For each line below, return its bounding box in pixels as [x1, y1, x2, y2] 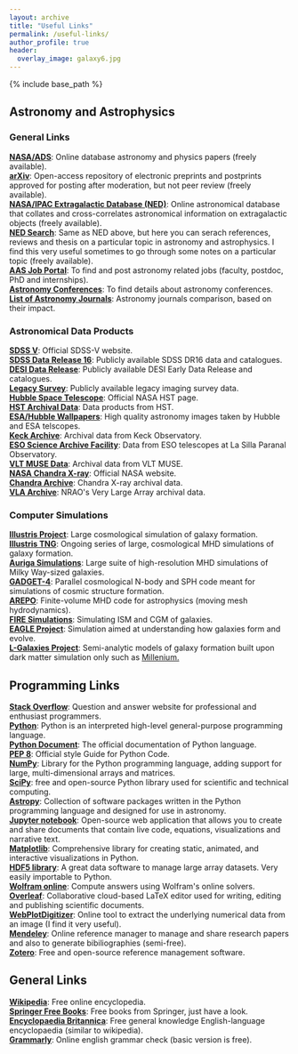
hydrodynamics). [9, 605, 71, 616]
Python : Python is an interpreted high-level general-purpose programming [9, 720, 283, 731]
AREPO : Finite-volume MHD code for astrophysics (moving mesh [9, 595, 248, 606]
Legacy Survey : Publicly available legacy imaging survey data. [9, 382, 239, 393]
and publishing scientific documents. [9, 900, 145, 911]
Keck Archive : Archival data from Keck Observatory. [9, 430, 202, 440]
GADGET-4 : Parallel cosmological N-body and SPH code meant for [9, 576, 256, 587]
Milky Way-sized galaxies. [9, 567, 105, 578]
